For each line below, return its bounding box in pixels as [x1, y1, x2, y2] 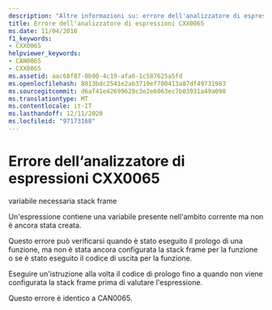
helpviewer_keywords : [8, 49, 82, 57]
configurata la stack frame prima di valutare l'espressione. [8, 277, 203, 287]
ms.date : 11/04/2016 [8, 27, 79, 35]
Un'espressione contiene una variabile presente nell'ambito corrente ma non [8, 211, 264, 221]
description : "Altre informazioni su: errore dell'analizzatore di [8, 11, 241, 20]
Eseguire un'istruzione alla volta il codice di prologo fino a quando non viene [8, 269, 263, 278]
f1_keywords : [8, 34, 53, 43]
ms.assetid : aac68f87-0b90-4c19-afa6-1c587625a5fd [8, 72, 183, 80]
